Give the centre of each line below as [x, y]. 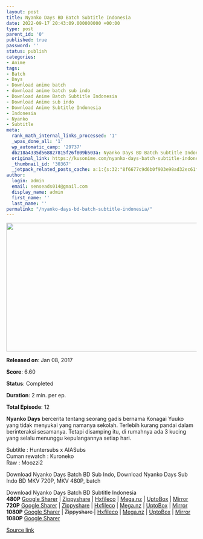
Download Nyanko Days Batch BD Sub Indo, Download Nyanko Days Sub [97, 475]
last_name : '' [29, 203]
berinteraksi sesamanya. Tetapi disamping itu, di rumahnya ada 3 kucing [96, 432]
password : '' [23, 46]
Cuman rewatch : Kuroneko [40, 456]
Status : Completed [30, 384]
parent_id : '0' [25, 35]
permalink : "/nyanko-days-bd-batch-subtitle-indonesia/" [79, 209]
